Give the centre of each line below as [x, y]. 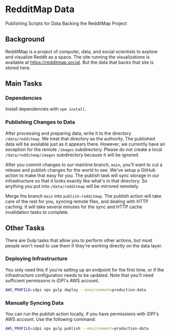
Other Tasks [25, 228]
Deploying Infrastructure [36, 258]
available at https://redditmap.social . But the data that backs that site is [79, 62]
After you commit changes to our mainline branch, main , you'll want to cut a [84, 164]
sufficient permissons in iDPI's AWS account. [53, 280]
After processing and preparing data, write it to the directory [68, 133]
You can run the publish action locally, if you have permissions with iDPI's [82, 314]
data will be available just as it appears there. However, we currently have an [85, 144]
